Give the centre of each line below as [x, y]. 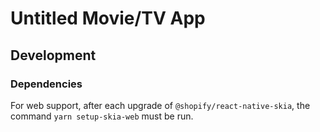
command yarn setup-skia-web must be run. [102, 116]
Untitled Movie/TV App [108, 18]
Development [53, 55]
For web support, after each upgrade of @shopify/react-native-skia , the [160, 105]
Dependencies [46, 84]
